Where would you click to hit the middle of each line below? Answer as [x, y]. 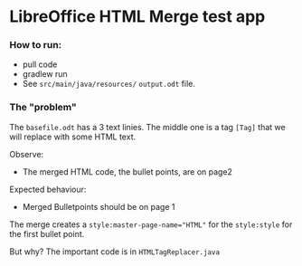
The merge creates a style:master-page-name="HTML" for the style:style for [151, 224]
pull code [40, 64]
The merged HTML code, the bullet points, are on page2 [127, 171]
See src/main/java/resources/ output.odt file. [109, 84]
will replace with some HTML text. [73, 137]
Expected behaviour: [48, 189]
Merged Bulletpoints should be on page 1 [99, 206]
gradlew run [45, 74]
